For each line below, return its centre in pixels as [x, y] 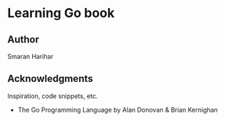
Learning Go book [61, 13]
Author [23, 40]
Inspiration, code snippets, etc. [53, 96]
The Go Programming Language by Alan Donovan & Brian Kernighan [118, 110]
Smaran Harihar [30, 56]
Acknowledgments [51, 79]
